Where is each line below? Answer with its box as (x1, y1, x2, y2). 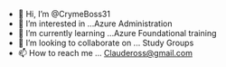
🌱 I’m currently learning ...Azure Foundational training (17, 28, 217, 38)
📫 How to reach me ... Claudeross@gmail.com (17, 48, 193, 58)
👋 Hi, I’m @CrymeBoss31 (17, 9, 111, 19)
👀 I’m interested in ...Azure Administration (17, 18, 174, 29)
